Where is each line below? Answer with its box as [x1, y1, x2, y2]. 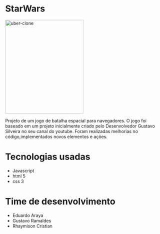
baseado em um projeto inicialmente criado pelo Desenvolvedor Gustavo [5, 123, 155, 129]
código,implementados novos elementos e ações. [5, 133, 107, 139]
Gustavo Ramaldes [12, 217, 51, 223]
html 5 [12, 173, 26, 179]
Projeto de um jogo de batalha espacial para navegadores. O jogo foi [5, 117, 146, 123]
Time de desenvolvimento [5, 196, 116, 207]
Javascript [12, 167, 34, 173]
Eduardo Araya [12, 212, 43, 218]
